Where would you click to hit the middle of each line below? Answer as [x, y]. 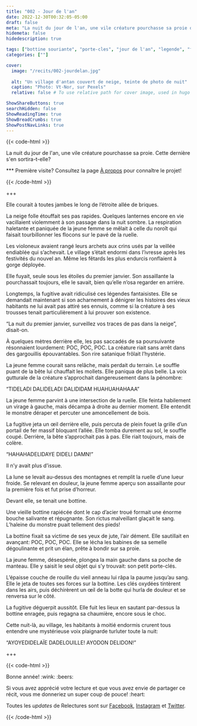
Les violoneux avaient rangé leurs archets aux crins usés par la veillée [91, 246]
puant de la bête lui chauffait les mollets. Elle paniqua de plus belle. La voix [96, 372]
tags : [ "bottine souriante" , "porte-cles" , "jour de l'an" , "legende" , [95, 50]
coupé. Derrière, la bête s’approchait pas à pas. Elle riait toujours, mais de [95, 437]
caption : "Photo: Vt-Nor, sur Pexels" [59, 87]
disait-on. [18, 330]
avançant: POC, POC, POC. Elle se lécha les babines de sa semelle [86, 542]
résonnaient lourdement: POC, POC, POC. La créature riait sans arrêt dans [96, 348]
